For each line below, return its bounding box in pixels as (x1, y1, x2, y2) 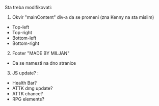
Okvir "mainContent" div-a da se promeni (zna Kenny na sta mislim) (12, 14, 154, 20)
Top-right (12, 30, 33, 35)
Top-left (12, 24, 29, 30)
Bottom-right (12, 40, 39, 46)
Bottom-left (12, 35, 37, 41)
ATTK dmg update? (12, 85, 53, 91)
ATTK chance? (12, 91, 43, 96)
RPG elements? (12, 96, 44, 102)
